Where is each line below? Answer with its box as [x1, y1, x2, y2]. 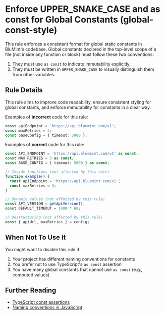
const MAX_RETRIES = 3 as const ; [5, 156, 74, 161]
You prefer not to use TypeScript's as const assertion [12, 261, 122, 267]
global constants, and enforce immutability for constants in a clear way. [5, 104, 151, 110]
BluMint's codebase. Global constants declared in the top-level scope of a [5, 46, 157, 52]
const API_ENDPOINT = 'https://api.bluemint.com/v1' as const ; [5, 151, 139, 157]
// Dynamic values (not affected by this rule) [5, 197, 106, 202]
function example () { [5, 174, 50, 179]
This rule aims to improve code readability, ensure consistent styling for [5, 99, 151, 105]
